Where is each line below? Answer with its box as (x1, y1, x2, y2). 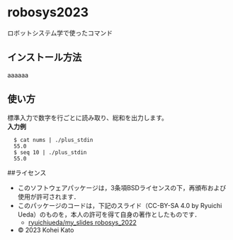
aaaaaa (7, 70, 29, 79)
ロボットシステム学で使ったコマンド (7, 28, 113, 37)
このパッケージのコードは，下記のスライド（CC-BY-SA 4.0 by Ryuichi (17, 201, 222, 209)
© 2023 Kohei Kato (17, 225, 74, 234)
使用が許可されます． (17, 192, 80, 201)
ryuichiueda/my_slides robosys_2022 (28, 218, 137, 227)
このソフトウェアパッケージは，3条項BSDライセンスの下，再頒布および (17, 183, 227, 192)
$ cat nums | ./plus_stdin (13, 136, 93, 143)
